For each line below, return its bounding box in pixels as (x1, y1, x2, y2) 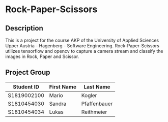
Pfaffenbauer (81, 100, 113, 107)
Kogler (81, 91, 97, 99)
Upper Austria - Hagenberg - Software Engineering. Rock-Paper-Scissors (5, 43, 159, 49)
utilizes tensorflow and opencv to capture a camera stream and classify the (5, 48, 163, 54)
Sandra (49, 100, 67, 107)
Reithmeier (81, 108, 107, 115)
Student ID (12, 83, 40, 90)
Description (5, 24, 43, 33)
